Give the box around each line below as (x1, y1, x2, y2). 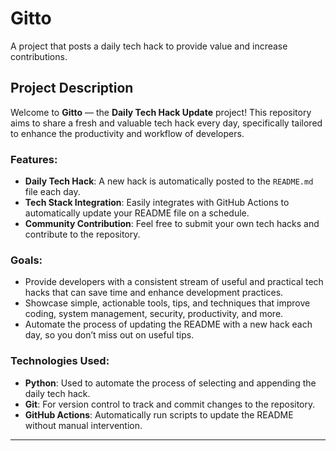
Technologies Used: (10, 354, 110, 368)
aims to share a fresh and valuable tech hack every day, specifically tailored (10, 117, 323, 129)
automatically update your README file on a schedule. (24, 207, 250, 219)
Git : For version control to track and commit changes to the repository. (24, 398, 316, 410)
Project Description (10, 80, 134, 97)
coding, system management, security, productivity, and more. (24, 308, 284, 320)
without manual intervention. (24, 419, 143, 431)
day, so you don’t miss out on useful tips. (24, 329, 195, 341)
